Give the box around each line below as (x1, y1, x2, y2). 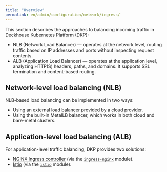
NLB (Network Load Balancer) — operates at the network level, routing (12, 41, 162, 47)
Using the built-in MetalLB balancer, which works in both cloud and (12, 112, 155, 118)
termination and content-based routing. (12, 68, 96, 75)
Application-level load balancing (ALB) (5, 132, 132, 141)
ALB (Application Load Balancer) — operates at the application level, (12, 58, 157, 64)
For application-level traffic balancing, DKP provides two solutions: (5, 146, 146, 152)
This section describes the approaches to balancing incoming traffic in (5, 26, 155, 32)
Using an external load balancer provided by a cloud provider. (12, 107, 143, 113)
